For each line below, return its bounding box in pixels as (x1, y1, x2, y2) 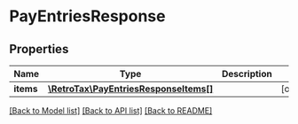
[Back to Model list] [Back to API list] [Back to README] (9, 105, 213, 116)
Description (221, 68, 272, 80)
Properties (9, 42, 69, 57)
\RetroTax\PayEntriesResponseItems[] (47, 82, 214, 95)
